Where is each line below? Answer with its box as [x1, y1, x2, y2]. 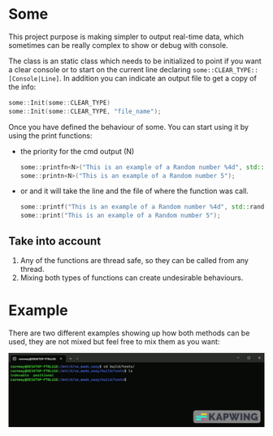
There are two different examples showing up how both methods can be [8, 328, 250, 338]
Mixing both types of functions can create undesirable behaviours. [19, 273, 244, 283]
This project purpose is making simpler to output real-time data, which [8, 32, 245, 41]
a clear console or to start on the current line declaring [8, 64, 191, 74]
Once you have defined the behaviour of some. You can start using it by [8, 122, 249, 132]
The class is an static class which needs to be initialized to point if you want [8, 56, 262, 66]
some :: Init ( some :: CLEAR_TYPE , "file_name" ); [8, 107, 162, 115]
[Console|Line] [8, 75, 60, 83]
